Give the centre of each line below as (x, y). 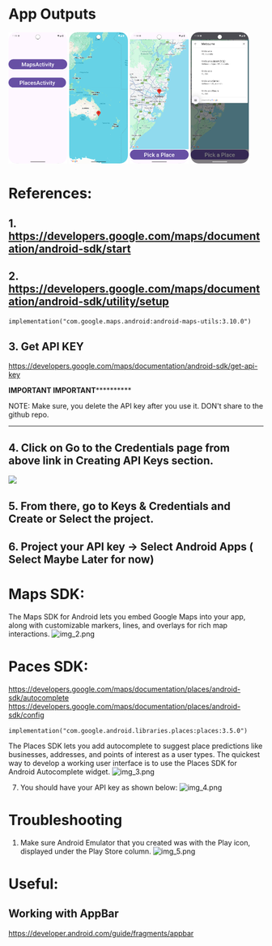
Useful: (34, 884)
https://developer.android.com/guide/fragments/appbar (101, 933)
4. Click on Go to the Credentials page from (119, 448)
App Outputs (52, 14)
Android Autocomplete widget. (59, 772)
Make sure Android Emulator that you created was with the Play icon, (135, 842)
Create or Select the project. (81, 519)
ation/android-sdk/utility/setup (89, 302)
